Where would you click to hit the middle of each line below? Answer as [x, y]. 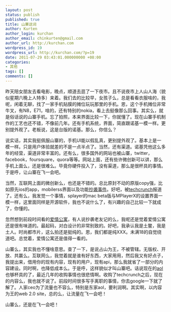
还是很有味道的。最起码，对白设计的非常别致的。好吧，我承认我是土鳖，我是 [85, 225]
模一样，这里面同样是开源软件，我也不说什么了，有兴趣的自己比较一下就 [81, 202]
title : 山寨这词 [21, 24]
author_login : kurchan [29, 34]
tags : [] [15, 72]
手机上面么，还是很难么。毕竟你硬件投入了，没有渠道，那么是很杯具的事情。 [85, 165]
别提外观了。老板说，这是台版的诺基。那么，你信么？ [61, 129]
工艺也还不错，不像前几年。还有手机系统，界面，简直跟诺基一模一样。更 [90, 123]
